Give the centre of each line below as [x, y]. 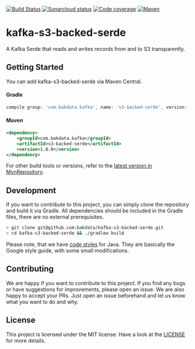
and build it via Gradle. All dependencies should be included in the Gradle [95, 211]
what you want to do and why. [42, 302]
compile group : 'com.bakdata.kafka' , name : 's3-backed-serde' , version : [97, 107]
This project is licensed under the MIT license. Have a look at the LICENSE [96, 334]
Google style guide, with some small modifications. [68, 250]
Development [31, 190]
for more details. [26, 340]
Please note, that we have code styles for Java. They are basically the [90, 244]
